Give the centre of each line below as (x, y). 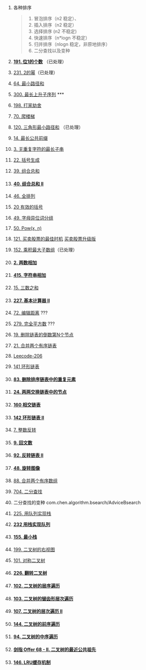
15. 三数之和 (26, 288)
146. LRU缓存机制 (32, 662)
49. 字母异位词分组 (33, 218)
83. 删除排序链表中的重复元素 (44, 379)
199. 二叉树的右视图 (34, 549)
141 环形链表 (26, 366)
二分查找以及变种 (52, 51)
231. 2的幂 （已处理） (35, 73)
